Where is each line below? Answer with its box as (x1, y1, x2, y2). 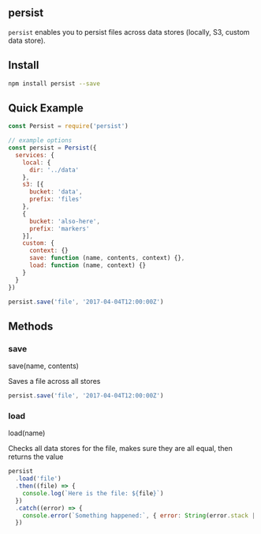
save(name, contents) (8, 361, 79, 370)
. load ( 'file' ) (15, 475, 62, 483)
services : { (15, 151, 55, 159)
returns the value (8, 452, 64, 461)
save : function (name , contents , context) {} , (28, 254, 185, 262)
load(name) (8, 428, 46, 438)
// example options (8, 137, 73, 145)
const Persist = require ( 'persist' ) (8, 122, 129, 130)
